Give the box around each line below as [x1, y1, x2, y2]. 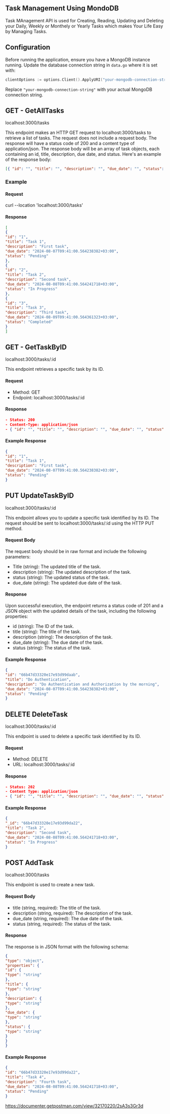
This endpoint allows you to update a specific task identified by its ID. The [5, 514, 159, 520]
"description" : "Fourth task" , [5, 1080, 71, 1085]
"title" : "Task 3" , [5, 305, 47, 310]
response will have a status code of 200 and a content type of [5, 141, 135, 147]
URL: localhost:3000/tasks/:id [12, 761, 75, 768]
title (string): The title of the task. [12, 629, 81, 635]
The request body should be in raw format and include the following [5, 548, 147, 554]
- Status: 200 [5, 417, 35, 423]
